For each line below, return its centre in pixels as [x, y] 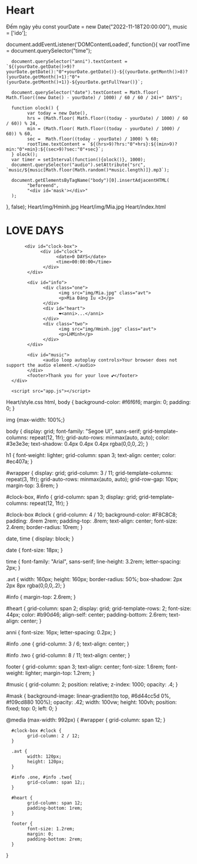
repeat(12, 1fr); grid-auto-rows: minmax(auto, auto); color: [99, 437]
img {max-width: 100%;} [36, 419]
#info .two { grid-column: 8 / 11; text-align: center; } [68, 655]
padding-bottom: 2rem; [55, 839]
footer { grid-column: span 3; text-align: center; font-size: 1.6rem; [85, 666]
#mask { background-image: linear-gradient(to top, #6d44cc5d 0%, [89, 696]
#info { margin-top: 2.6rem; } [41, 596]
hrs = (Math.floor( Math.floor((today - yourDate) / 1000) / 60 [108, 118]
